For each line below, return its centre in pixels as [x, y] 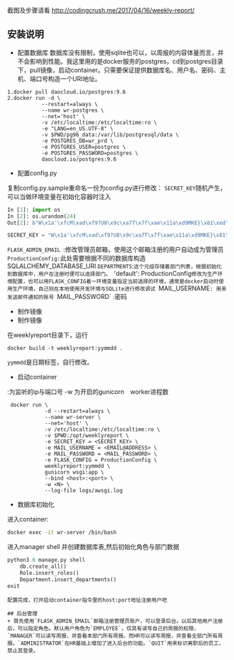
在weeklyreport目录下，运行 [48, 335]
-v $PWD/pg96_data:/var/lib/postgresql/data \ [110, 135]
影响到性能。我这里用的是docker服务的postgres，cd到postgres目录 [127, 61]
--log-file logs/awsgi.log [84, 491]
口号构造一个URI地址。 [68, 78]
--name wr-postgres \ [73, 110]
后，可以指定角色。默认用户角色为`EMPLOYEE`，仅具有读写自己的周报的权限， [103, 628]
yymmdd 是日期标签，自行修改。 [50, 362]
